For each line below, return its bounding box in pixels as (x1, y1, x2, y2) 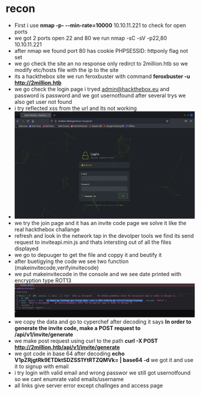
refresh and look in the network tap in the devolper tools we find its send (14, 232, 194, 239)
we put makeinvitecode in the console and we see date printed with (14, 270, 182, 277)
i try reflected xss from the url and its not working (14, 104, 137, 112)
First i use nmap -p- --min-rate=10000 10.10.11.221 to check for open (14, 22, 187, 29)
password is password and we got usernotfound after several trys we (14, 92, 186, 99)
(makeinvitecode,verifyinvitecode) (14, 264, 100, 271)
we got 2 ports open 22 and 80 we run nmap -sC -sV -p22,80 (14, 34, 167, 41)
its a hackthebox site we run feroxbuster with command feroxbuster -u (14, 73, 190, 80)
